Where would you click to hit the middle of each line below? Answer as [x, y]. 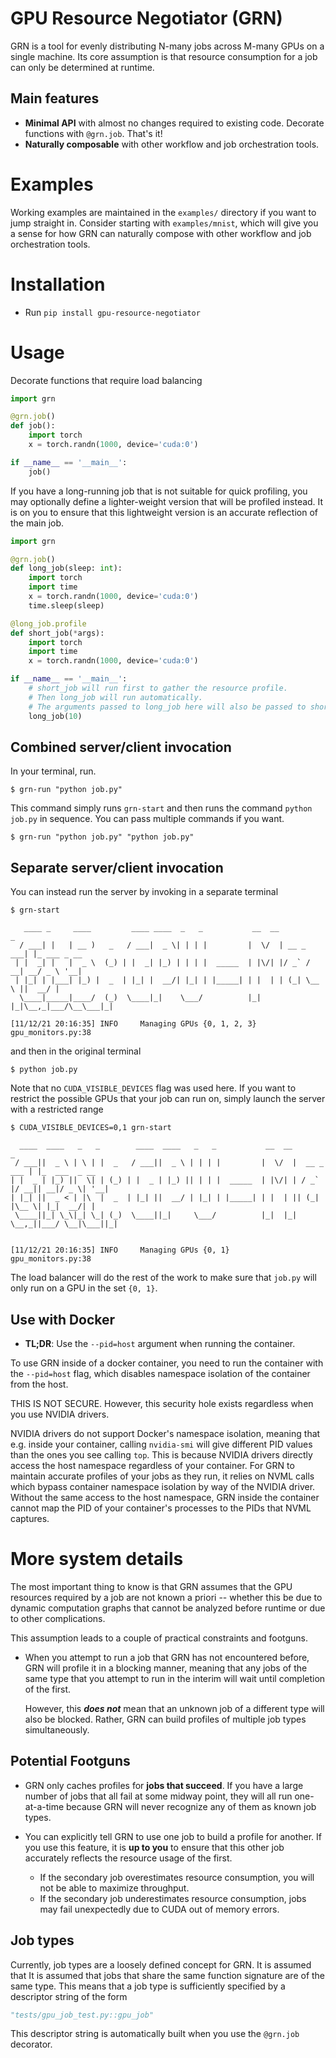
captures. [30, 1518]
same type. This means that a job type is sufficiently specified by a [148, 1986]
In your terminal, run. [53, 771]
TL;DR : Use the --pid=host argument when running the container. [160, 1343]
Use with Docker [63, 1319]
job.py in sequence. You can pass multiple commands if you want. [147, 819]
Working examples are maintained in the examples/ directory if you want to [163, 212]
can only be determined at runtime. [82, 67]
